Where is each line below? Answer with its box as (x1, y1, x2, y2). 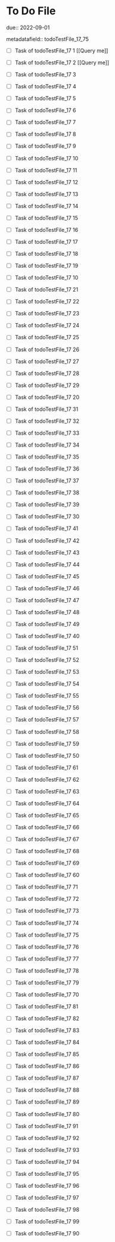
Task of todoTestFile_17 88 (14, 1086, 79, 1094)
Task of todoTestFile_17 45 (14, 572, 79, 580)
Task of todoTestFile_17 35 (14, 453, 79, 460)
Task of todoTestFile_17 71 (14, 884, 79, 891)
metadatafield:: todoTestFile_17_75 (6, 35, 89, 42)
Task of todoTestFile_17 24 (14, 322, 79, 329)
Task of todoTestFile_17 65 (14, 812, 79, 819)
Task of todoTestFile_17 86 (14, 1063, 79, 1070)
